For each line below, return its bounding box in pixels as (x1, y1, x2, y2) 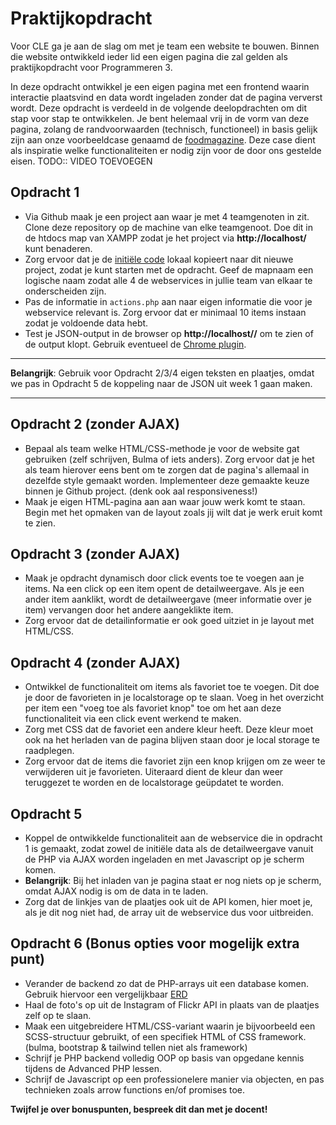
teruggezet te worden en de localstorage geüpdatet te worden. (24, 777, 285, 789)
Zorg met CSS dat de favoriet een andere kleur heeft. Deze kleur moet (24, 723, 314, 736)
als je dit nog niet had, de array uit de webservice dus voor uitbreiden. (24, 907, 314, 918)
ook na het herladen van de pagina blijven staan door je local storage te (24, 734, 321, 746)
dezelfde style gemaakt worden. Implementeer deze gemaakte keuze (24, 474, 310, 486)
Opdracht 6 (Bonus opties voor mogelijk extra (10, 935, 300, 952)
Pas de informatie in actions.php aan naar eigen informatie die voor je (24, 295, 313, 307)
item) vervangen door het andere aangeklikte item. (24, 604, 234, 616)
